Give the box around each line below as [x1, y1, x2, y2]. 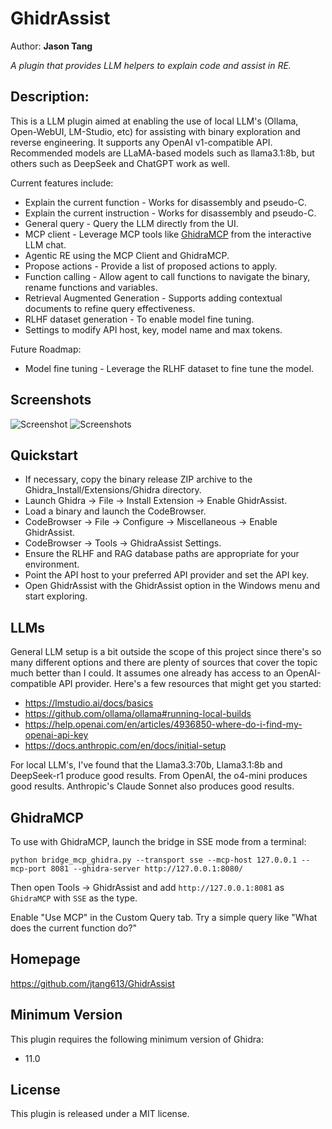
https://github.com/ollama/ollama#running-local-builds [24, 708, 252, 720]
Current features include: [10, 177, 114, 189]
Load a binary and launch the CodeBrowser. [24, 505, 207, 517]
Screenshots [10, 392, 92, 409]
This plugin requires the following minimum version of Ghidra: [10, 1033, 264, 1045]
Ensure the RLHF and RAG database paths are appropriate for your [24, 548, 300, 560]
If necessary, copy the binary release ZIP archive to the [24, 473, 253, 486]
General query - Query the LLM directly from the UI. [24, 217, 239, 229]
